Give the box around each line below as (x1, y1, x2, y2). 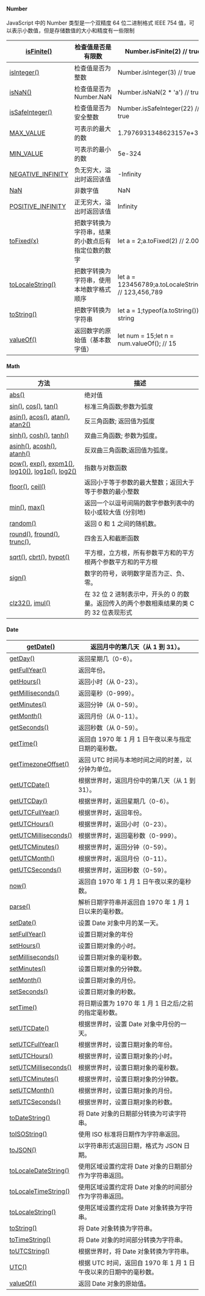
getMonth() (9, 711, 43, 720)
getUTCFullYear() (9, 808, 60, 816)
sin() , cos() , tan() (9, 402, 59, 410)
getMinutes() (9, 700, 47, 709)
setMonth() (9, 976, 41, 984)
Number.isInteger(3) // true (118, 68, 196, 77)
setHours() (9, 941, 41, 949)
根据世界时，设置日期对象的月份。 (78, 1086, 176, 1094)
